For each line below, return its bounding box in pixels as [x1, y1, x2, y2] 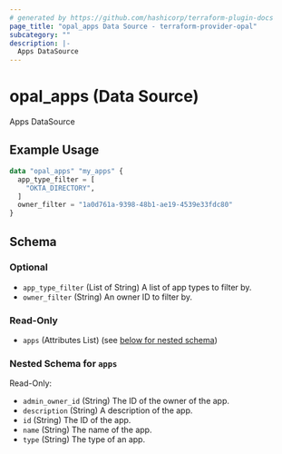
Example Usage [9, 143, 100, 158]
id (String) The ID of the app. [22, 415, 131, 426]
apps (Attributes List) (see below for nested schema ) [22, 335, 218, 346]
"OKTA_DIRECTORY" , [25, 183, 95, 192]
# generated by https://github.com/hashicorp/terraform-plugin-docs [9, 13, 274, 23]
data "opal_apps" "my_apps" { [9, 166, 124, 175]
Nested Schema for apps [9, 358, 118, 370]
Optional [9, 261, 48, 273]
